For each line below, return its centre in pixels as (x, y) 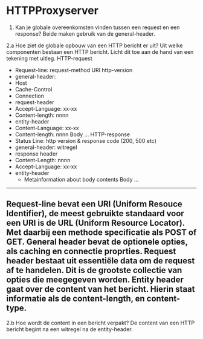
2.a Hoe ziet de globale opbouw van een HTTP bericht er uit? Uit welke (95, 45)
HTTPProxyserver (52, 11)
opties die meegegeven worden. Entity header (95, 280)
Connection (29, 96)
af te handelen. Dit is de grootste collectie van (94, 270)
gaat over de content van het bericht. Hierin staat (101, 289)
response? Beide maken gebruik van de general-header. (85, 33)
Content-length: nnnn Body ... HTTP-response (72, 134)
